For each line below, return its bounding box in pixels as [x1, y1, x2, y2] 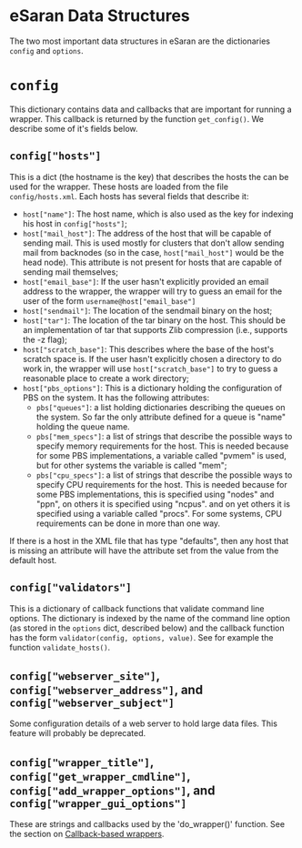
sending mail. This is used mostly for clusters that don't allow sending [22, 237, 285, 248]
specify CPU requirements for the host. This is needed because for [35, 479, 288, 490]
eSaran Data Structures [9, 5, 191, 26]
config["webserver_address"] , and [9, 681, 203, 697]
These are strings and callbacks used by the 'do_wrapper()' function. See [9, 819, 285, 830]
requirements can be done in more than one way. [35, 518, 221, 529]
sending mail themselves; [22, 266, 118, 278]
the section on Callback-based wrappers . [9, 829, 165, 840]
